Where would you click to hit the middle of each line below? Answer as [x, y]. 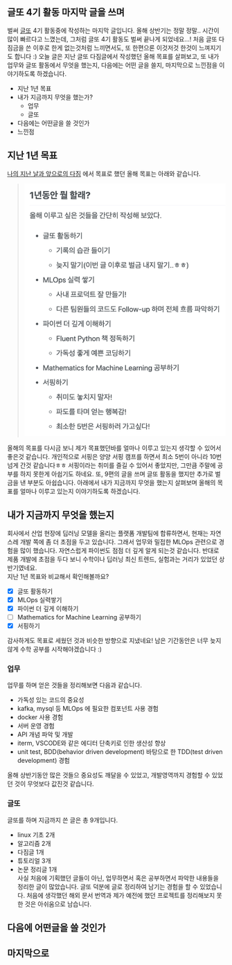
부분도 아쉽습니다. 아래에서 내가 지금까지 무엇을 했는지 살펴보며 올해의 [122, 482]
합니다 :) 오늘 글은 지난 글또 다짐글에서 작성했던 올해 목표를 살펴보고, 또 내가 [117, 56]
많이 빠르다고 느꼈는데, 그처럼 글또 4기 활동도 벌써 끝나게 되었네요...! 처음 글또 [112, 39]
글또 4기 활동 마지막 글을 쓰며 [66, 12]
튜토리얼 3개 [34, 860]
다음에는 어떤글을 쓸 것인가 [53, 123]
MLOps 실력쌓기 [39, 599]
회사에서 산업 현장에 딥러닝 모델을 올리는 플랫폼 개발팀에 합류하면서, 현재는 [108, 533]
